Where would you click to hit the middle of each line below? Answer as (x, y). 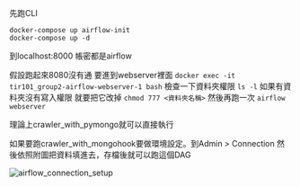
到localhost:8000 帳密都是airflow (71, 56)
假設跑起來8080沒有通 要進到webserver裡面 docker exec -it (123, 75)
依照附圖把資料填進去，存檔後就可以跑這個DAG (104, 155)
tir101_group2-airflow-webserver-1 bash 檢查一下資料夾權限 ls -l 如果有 (146, 86)
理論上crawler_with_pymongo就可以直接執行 (92, 125)
